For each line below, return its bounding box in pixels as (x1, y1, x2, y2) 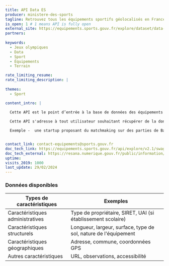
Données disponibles (5, 182, 58, 189)
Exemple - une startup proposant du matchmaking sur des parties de (10, 128, 158, 134)
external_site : (5, 26, 37, 31)
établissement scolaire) (70, 216, 126, 223)
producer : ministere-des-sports (5, 12, 73, 17)
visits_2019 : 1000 (5, 160, 44, 165)
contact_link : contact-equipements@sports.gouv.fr (5, 142, 114, 147)
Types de (25, 194, 49, 202)
